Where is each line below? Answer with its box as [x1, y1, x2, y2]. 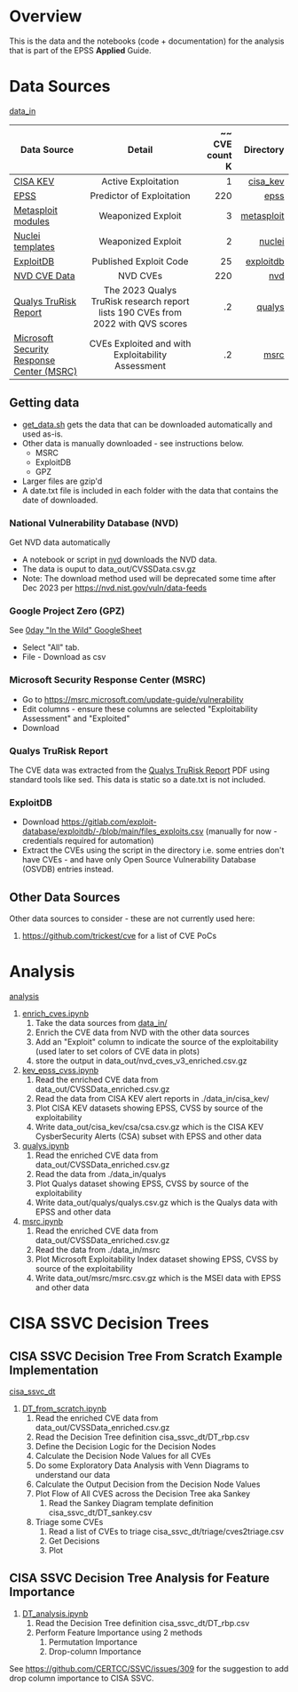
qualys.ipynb [21, 1140, 69, 1151]
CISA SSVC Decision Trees [9, 1313, 210, 1334]
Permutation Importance [48, 1636, 137, 1647]
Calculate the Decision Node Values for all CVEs [35, 1450, 211, 1461]
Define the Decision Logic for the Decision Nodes [35, 1440, 216, 1451]
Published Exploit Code [91, 255, 189, 268]
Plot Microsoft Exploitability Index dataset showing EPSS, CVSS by [35, 1254, 278, 1264]
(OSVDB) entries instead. [21, 864, 114, 875]
